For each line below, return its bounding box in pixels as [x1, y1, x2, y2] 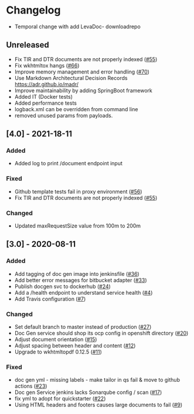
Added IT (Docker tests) [14, 93, 73, 100]
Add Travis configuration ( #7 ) [14, 295, 86, 302]
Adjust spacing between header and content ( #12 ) [14, 342, 136, 349]
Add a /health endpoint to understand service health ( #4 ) [14, 289, 153, 296]
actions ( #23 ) [14, 383, 47, 390]
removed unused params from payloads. [14, 112, 113, 119]
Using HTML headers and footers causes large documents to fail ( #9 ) [14, 401, 183, 409]
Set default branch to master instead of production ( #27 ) [14, 323, 152, 330]
